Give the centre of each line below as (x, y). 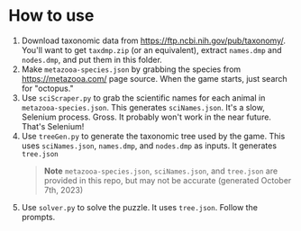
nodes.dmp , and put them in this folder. (92, 59)
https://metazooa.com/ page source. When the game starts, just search (154, 78)
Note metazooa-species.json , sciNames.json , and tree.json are (161, 171)
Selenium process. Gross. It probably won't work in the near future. (146, 117)
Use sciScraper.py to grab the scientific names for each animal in (143, 98)
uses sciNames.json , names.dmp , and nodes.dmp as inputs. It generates (149, 146)
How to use (51, 16)
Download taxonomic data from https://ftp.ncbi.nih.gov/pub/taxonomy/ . (153, 40)
